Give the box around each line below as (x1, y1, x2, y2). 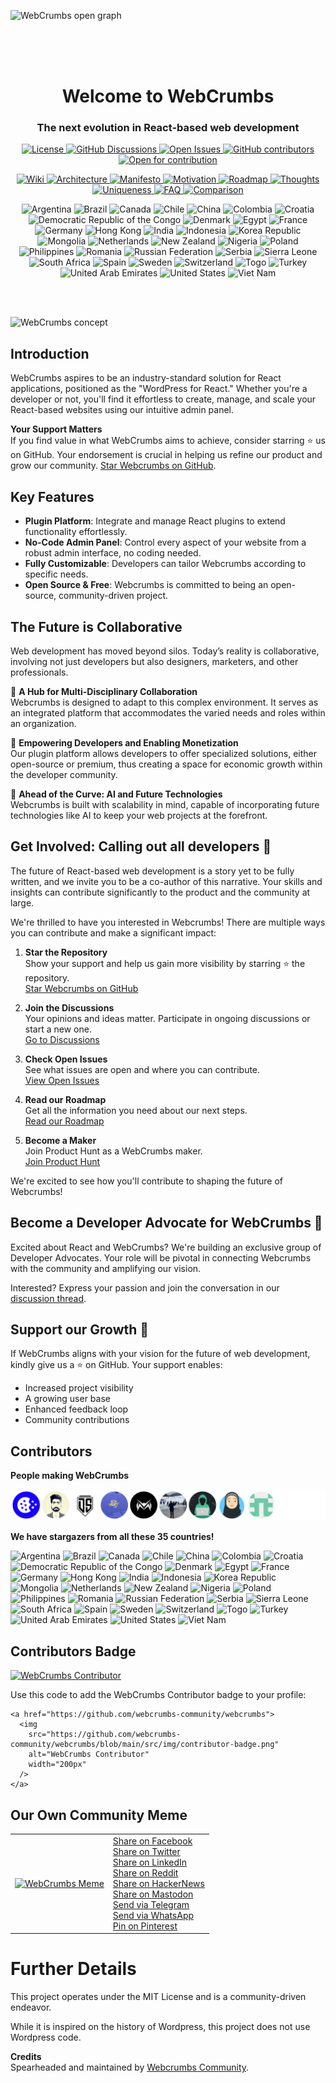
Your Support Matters (10, 423, 103, 435)
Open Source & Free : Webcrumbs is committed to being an (24, 579, 269, 591)
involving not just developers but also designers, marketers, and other (10, 655, 299, 667)
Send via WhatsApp (112, 1909, 195, 1921)
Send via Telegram (112, 1898, 190, 1910)
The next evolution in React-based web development (36, 121, 300, 135)
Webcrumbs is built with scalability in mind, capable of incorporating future (10, 798, 320, 810)
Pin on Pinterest (112, 1920, 178, 1932)
